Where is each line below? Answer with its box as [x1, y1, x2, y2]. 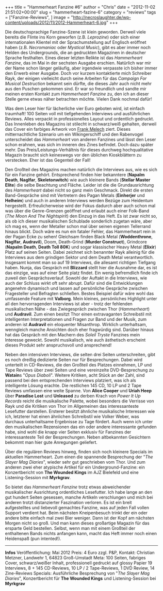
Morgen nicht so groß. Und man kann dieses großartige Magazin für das [5, 520, 149, 526]
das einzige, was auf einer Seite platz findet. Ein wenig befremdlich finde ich [5, 270, 158, 276]
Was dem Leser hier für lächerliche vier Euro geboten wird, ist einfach [5, 105, 145, 111]
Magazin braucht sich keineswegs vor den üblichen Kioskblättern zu [5, 152, 142, 157]
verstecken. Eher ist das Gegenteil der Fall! [5, 157, 91, 163]
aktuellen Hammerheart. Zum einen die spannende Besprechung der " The [5, 454, 153, 460]
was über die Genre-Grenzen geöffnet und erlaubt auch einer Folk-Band [5, 208, 149, 213]
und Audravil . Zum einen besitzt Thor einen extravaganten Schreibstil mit [5, 311, 152, 317]
